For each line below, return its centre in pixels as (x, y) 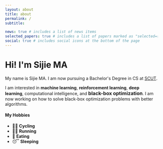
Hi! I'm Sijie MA (36, 65)
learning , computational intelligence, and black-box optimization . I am (79, 93)
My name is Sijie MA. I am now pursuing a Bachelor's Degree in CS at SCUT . (81, 78)
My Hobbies (17, 115)
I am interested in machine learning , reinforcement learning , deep (72, 87)
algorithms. (16, 104)
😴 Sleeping (25, 142)
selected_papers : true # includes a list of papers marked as (69, 36)
